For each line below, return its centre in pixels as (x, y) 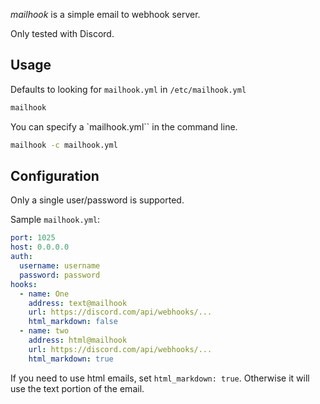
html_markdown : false (73, 322)
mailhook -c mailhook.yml (64, 145)
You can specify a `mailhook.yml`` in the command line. (124, 126)
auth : (21, 257)
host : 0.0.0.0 (40, 247)
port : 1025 (33, 238)
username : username (60, 266)
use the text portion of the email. (77, 388)
